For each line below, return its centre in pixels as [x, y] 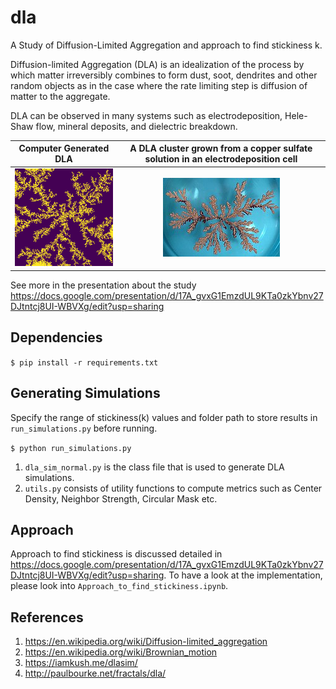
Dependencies [56, 337]
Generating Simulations [85, 393]
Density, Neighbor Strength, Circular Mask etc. [121, 498]
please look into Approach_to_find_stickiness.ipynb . [119, 586]
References [47, 617]
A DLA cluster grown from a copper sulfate [221, 148]
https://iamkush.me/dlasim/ [81, 663]
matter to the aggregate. [60, 96]
